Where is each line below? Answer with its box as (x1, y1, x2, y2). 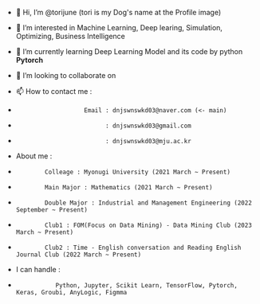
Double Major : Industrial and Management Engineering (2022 (45, 199, 253, 207)
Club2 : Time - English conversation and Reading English (45, 244, 242, 251)
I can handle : (15, 265, 61, 274)
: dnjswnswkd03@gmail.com (104, 122, 191, 130)
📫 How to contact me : (15, 87, 93, 95)
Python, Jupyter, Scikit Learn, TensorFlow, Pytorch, (55, 282, 238, 290)
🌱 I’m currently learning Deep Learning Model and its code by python (15, 47, 243, 56)
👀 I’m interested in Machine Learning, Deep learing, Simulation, (15, 23, 223, 32)
